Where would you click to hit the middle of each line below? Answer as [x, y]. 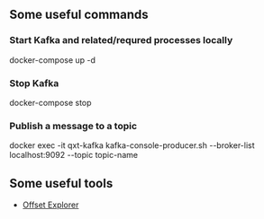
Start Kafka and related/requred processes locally [121, 40]
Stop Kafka [34, 83]
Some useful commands [79, 15]
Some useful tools [61, 183]
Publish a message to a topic [73, 126]
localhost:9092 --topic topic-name [73, 155]
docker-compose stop [50, 102]
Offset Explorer [50, 205]
